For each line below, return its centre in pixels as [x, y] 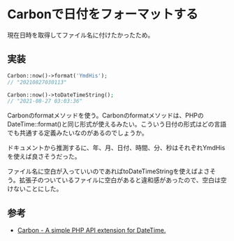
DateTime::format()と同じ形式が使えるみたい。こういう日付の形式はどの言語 [117, 124]
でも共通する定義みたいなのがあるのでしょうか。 [78, 133]
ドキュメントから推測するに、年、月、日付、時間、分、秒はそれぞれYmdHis [116, 148]
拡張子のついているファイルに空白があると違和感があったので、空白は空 [123, 180]
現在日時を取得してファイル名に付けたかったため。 [81, 35]
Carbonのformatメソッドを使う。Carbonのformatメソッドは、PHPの [105, 115]
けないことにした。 [35, 189]
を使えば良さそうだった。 [44, 156]
